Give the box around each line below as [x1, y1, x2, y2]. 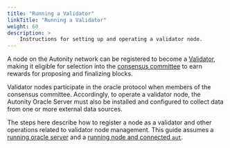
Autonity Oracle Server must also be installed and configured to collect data [7, 98, 224, 106]
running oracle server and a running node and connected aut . [7, 133, 184, 142]
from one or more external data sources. [7, 105, 123, 113]
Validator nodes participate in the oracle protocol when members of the [7, 83, 211, 91]
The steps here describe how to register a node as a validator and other [7, 118, 212, 127]
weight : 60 [7, 23, 39, 30]
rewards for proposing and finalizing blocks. [7, 70, 133, 78]
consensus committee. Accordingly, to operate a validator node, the [7, 91, 201, 99]
